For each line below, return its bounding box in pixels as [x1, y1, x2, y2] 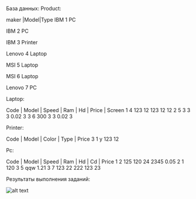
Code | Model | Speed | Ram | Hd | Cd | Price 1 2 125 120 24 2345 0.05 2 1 [6, 158, 184, 165]
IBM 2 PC [6, 27, 29, 34]
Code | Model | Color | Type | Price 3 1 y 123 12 [6, 135, 119, 142]
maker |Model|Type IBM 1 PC [6, 16, 76, 23]
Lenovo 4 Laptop [6, 50, 47, 57]
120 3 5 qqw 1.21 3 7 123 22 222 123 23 [6, 165, 101, 171]
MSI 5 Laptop [6, 61, 39, 68]
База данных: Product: [6, 5, 61, 12]
